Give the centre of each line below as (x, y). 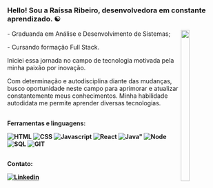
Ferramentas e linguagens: (47, 123)
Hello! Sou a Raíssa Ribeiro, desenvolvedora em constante (106, 10)
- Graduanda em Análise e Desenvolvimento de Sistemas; (89, 34)
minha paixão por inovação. (47, 68)
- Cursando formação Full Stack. (53, 48)
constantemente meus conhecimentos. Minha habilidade (88, 96)
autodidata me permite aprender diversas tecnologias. (84, 103)
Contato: (20, 164)
